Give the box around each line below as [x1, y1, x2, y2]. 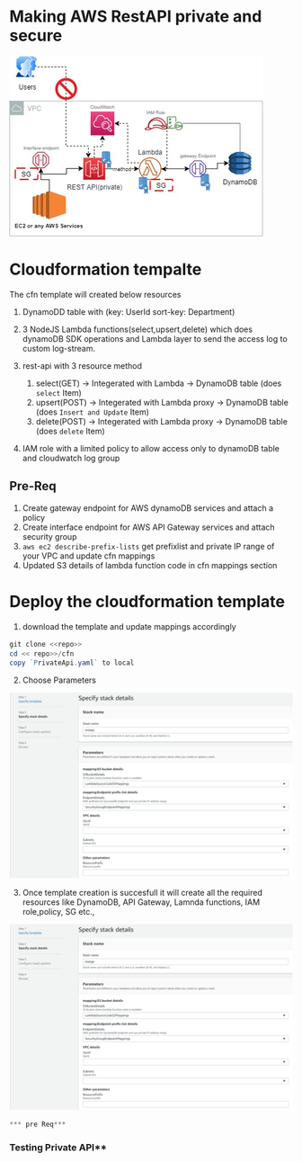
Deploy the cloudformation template [9, 591, 286, 612]
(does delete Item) [35, 425, 105, 436]
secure [9, 25, 63, 46]
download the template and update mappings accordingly [22, 621, 236, 631]
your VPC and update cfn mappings [22, 550, 155, 561]
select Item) [35, 387, 83, 398]
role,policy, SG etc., [22, 907, 95, 917]
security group [22, 531, 77, 541]
